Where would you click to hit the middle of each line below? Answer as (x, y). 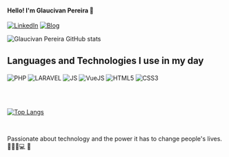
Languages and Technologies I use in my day (106, 60)
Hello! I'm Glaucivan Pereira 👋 (51, 10)
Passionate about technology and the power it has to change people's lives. (115, 138)
